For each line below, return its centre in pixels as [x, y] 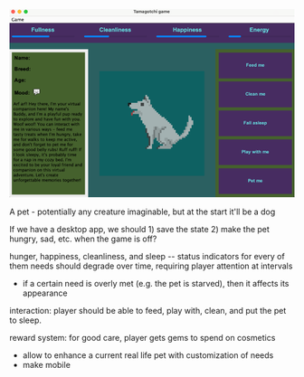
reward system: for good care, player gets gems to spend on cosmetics [142, 338]
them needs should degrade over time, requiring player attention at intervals [151, 266]
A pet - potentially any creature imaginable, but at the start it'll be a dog [142, 212]
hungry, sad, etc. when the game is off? [83, 239]
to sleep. [26, 320]
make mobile [46, 365]
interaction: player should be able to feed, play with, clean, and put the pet [148, 311]
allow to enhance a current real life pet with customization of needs [148, 355]
